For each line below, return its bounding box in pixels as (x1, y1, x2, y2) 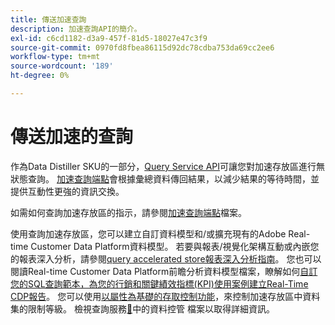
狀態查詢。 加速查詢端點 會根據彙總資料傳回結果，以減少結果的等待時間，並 (10, 172, 320, 185)
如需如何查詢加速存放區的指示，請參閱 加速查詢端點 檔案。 (10, 206, 247, 218)
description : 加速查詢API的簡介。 (10, 24, 142, 34)
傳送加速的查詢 (10, 126, 134, 148)
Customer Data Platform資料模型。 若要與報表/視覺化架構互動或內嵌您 (30, 240, 320, 252)
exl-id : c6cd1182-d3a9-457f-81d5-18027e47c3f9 (10, 33, 208, 43)
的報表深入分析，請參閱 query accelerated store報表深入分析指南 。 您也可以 (10, 252, 322, 265)
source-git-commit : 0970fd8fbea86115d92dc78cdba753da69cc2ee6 (10, 42, 275, 53)
